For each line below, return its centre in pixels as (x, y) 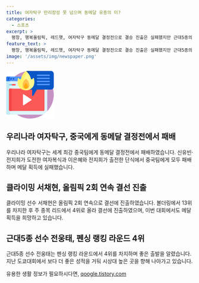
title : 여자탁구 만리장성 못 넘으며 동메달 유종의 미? (64, 12)
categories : (21, 19)
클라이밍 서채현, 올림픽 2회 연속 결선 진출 (76, 187)
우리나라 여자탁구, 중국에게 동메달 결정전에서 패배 (91, 137)
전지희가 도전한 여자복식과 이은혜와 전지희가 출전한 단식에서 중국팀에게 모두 (94, 159)
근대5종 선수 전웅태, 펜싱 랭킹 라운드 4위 (75, 238)
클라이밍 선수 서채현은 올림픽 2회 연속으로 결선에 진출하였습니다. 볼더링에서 (94, 203)
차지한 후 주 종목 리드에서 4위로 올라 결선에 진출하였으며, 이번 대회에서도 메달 (102, 210)
